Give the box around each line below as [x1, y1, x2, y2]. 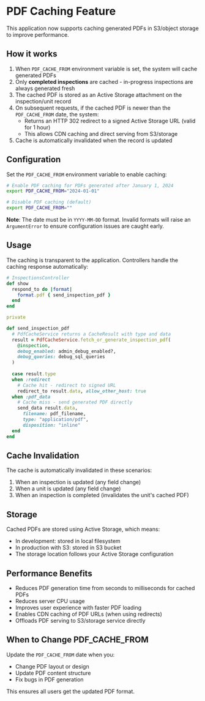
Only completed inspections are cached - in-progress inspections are [15, 78, 193, 85]
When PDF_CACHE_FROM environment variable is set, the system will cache [15, 65, 198, 72]
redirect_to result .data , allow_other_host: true [17, 388, 147, 394]
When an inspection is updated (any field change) [15, 479, 141, 486]
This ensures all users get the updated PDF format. [6, 688, 135, 695]
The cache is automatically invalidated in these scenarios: [6, 467, 152, 474]
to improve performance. [6, 31, 69, 38]
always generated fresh [15, 84, 75, 92]
